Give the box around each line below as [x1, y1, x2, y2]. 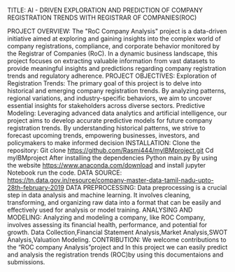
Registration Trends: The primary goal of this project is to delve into [7, 79, 201, 87]
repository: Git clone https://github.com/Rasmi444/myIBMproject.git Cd [7, 147, 214, 154]
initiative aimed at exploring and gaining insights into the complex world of [7, 34, 222, 43]
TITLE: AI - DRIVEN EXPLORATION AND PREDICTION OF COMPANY [7, 6, 203, 14]
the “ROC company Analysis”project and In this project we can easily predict [7, 243, 228, 251]
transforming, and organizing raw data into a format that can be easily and [7, 198, 222, 206]
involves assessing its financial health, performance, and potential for [7, 221, 208, 229]
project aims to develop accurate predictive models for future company [7, 116, 213, 125]
